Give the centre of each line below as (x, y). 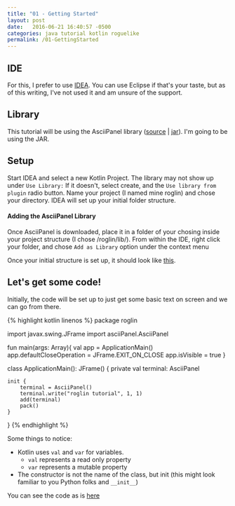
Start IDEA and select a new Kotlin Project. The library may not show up (110, 178)
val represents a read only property (79, 459)
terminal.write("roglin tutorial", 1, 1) (81, 393)
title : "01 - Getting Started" (53, 14)
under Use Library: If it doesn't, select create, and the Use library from (112, 185)
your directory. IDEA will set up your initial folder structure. (92, 200)
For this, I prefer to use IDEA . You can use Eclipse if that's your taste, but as (116, 85)
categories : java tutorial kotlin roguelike (73, 33)
